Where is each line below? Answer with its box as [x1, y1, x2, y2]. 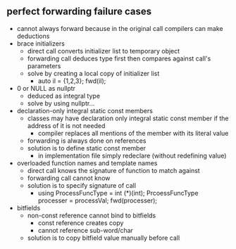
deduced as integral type [27, 91, 100, 100]
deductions [16, 32, 50, 40]
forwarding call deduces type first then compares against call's [27, 54, 211, 63]
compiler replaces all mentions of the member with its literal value [37, 129, 229, 137]
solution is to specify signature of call [27, 181, 137, 189]
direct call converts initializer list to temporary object [27, 46, 180, 55]
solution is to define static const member [27, 143, 146, 152]
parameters [27, 61, 61, 70]
